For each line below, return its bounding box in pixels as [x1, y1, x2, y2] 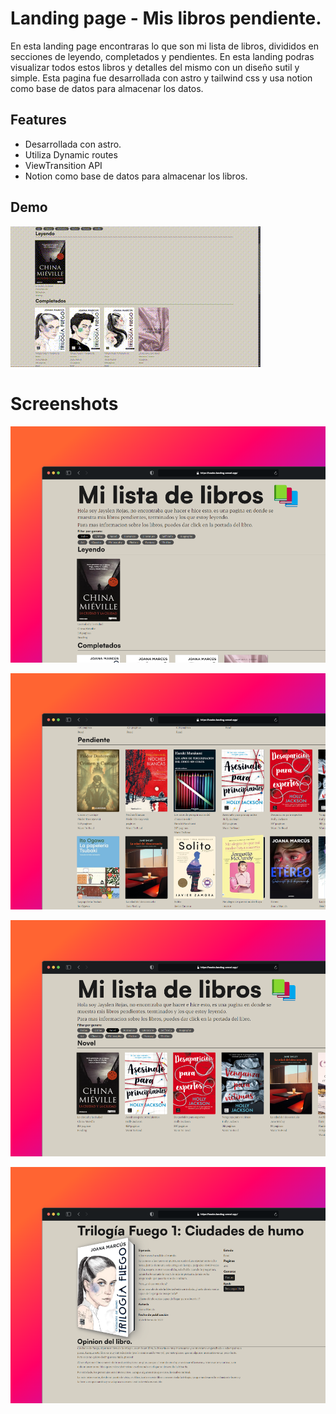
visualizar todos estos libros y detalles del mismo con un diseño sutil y [10, 61, 300, 73]
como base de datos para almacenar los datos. [10, 82, 204, 94]
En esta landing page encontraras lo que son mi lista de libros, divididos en [10, 40, 320, 52]
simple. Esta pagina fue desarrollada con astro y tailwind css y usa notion [10, 72, 313, 84]
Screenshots [10, 392, 119, 415]
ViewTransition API [24, 159, 103, 171]
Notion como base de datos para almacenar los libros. [24, 170, 248, 182]
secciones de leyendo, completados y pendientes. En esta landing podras [10, 50, 315, 62]
